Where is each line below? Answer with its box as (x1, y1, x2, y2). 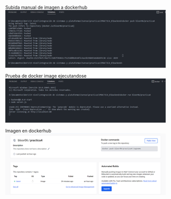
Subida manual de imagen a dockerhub (5, 5, 88, 10)
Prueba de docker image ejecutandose (5, 73, 87, 79)
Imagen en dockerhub (5, 127, 52, 134)
